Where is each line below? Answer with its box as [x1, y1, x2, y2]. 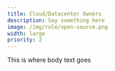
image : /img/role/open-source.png [7, 23, 109, 30]
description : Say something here [7, 17, 105, 24]
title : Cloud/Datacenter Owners [7, 10, 102, 18]
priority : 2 [7, 37, 42, 44]
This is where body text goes [7, 56, 91, 64]
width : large [7, 30, 46, 37]
